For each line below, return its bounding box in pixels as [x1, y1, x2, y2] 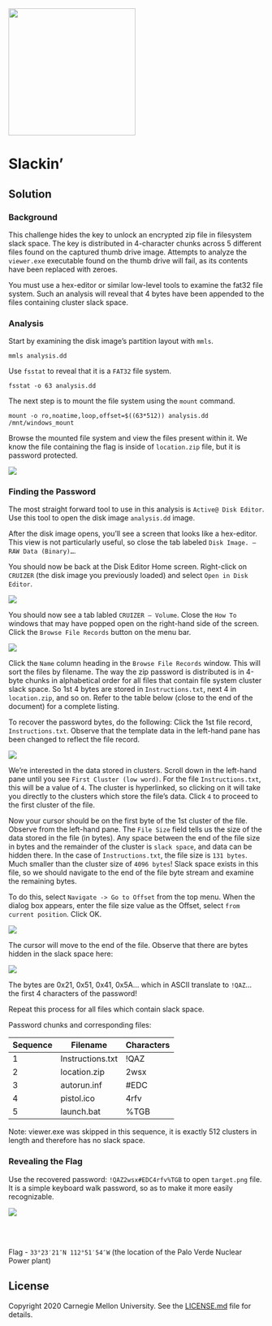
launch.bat [60, 1106, 101, 1117]
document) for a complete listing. [8, 702, 120, 711]
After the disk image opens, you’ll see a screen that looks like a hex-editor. [8, 528, 258, 539]
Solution [8, 187, 52, 201]
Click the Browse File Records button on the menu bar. [8, 628, 192, 637]
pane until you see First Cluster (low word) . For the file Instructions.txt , [8, 774, 261, 784]
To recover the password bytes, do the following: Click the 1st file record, [8, 717, 253, 727]
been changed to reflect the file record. [8, 735, 140, 745]
